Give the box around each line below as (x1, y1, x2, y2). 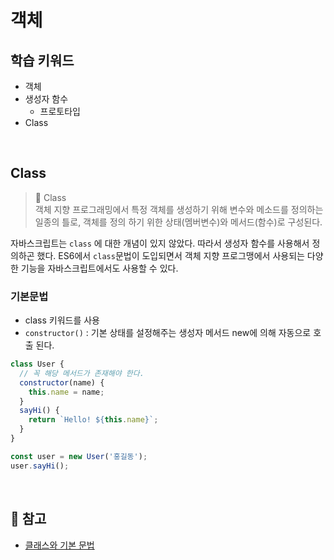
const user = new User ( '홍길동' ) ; (10, 451, 148, 461)
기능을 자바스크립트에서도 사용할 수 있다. (20, 262, 179, 274)
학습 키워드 (10, 52, 75, 69)
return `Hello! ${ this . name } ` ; (28, 415, 159, 425)
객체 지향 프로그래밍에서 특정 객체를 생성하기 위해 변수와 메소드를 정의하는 (34, 203, 324, 215)
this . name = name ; (28, 387, 105, 397)
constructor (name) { (19, 377, 105, 388)
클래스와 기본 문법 (24, 539, 95, 551)
